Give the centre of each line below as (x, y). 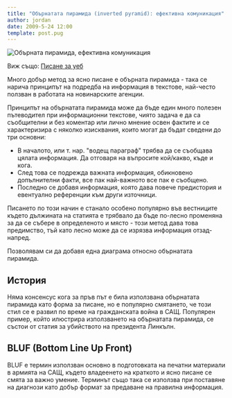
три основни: (27, 137)
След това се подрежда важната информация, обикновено (105, 173)
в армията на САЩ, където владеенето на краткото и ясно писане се (110, 372)
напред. (19, 238)
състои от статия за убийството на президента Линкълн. (91, 327)
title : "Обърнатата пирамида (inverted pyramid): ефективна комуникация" (116, 14)
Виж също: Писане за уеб (45, 66)
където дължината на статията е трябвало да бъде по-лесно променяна (115, 216)
